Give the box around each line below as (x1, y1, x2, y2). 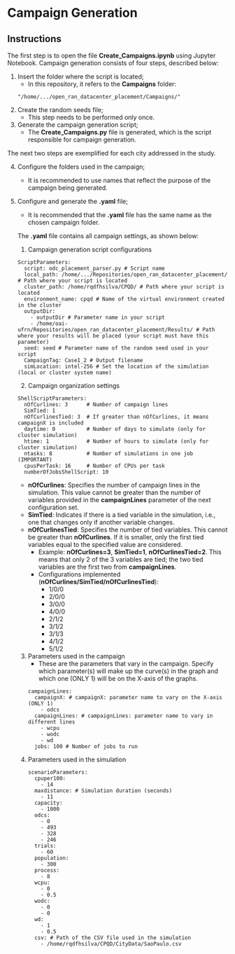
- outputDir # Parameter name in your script (30, 314, 166, 321)
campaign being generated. (27, 184, 108, 192)
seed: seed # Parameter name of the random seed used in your (24, 345, 209, 352)
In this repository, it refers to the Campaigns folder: (27, 80, 177, 88)
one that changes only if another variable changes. (27, 518, 175, 526)
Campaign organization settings (27, 382, 120, 389)
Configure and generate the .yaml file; (17, 198, 128, 205)
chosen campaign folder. (27, 219, 100, 226)
